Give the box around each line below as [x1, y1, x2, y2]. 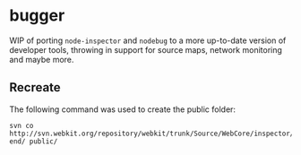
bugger [9, 5, 65, 26]
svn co [9, 121, 34, 130]
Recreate [9, 80, 61, 95]
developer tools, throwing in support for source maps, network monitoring [9, 44, 282, 55]
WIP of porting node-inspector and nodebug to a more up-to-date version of [9, 35, 287, 46]
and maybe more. [9, 54, 74, 65]
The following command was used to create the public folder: [9, 104, 236, 115]
